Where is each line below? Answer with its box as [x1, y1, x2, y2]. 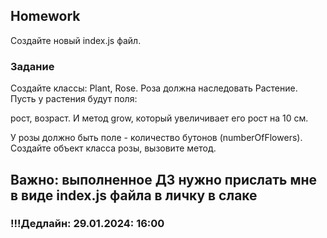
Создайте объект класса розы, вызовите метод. [10, 142, 217, 154]
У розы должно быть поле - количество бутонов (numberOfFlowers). [10, 132, 303, 144]
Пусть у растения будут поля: [10, 93, 138, 105]
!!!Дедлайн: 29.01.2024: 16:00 [10, 217, 165, 231]
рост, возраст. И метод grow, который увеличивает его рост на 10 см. [10, 112, 309, 124]
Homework [10, 8, 81, 25]
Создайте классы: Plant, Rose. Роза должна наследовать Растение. [10, 82, 298, 94]
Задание [10, 59, 55, 73]
